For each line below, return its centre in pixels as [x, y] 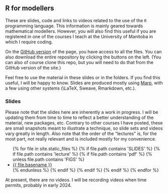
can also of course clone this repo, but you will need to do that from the [79, 62]
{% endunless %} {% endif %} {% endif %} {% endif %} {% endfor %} [86, 170]
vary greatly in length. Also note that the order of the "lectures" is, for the [81, 134]
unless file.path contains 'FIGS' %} [48, 159]
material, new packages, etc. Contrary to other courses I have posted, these [84, 123]
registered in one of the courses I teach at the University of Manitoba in [79, 36]
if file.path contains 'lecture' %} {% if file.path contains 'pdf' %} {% [82, 154]
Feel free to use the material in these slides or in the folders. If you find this [83, 77]
